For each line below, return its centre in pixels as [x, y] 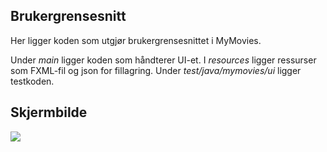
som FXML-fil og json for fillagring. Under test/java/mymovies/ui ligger [156, 70]
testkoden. [32, 81]
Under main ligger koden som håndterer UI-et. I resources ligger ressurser [163, 60]
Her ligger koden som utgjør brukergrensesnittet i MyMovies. [136, 40]
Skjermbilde [49, 112]
